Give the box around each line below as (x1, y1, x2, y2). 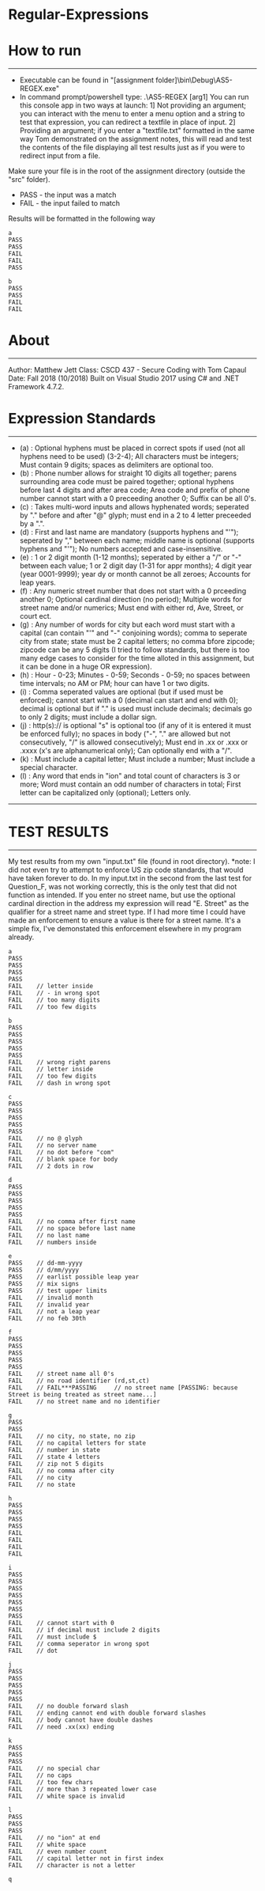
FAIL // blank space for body (8, 1155, 118, 1163)
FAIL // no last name (8, 1231, 90, 1239)
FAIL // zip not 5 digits (8, 1460, 104, 1468)
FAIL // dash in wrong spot (8, 1078, 111, 1087)
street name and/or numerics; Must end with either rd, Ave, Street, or (19, 603, 244, 612)
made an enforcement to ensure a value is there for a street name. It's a (8, 915, 241, 925)
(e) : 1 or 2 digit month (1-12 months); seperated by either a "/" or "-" (19, 552, 242, 562)
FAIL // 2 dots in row (8, 1162, 93, 1170)
